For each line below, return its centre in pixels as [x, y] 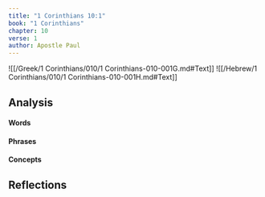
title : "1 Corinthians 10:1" [57, 16]
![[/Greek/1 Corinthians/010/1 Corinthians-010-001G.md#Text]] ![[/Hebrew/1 [133, 68]
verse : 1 [23, 38]
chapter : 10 [28, 31]
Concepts [25, 160]
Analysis [31, 103]
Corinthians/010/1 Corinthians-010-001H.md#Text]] [93, 77]
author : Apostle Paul [45, 46]
